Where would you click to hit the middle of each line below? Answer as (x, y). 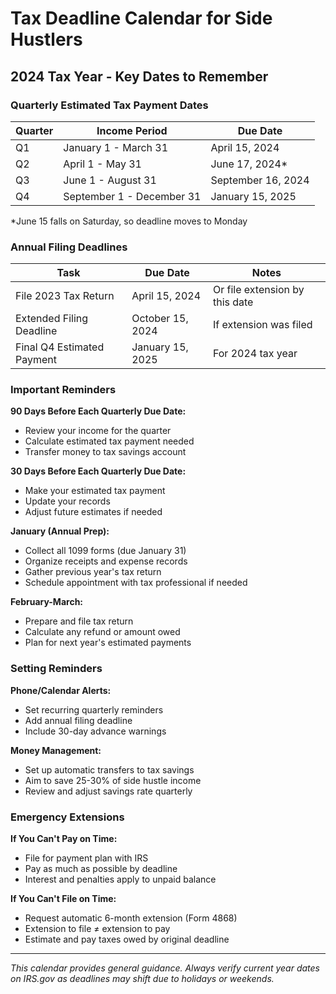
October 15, (160, 319)
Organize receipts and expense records (106, 561)
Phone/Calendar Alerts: (61, 690)
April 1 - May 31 (102, 164)
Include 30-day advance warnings (95, 731)
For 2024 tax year (255, 354)
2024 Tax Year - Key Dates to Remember (139, 76)
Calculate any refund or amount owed (102, 632)
